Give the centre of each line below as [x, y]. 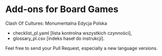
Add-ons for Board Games [62, 9]
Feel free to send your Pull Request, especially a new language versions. [82, 48]
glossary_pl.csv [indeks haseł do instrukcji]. [59, 38]
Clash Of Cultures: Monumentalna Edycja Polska [56, 23]
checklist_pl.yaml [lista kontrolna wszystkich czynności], [72, 33]
